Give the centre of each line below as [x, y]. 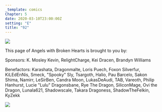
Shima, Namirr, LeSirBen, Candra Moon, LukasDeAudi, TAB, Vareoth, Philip [80, 80]
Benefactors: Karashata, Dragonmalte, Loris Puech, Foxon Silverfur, [72, 70]
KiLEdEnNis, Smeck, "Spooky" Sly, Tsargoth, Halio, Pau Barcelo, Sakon [76, 75]
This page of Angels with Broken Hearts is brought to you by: [66, 51]
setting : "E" [18, 23]
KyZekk [13, 95]
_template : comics [24, 9]
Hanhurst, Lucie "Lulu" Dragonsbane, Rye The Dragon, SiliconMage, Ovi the [81, 85]
